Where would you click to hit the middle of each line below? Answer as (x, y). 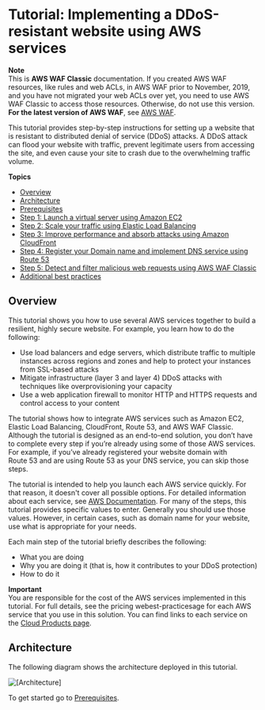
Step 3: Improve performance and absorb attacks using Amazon (124, 234)
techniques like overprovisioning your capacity (96, 386)
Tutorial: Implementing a (90, 15)
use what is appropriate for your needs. (72, 526)
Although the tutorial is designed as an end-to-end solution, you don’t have (131, 435)
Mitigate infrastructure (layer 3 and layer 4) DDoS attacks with (121, 377)
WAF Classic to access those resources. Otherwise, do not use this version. (131, 104)
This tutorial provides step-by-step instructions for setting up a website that (131, 128)
